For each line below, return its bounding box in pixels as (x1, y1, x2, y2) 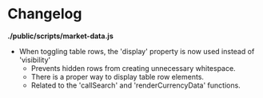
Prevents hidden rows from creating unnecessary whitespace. (30, 63, 237, 73)
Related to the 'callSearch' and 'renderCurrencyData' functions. (30, 80, 241, 90)
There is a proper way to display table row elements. (30, 72, 205, 81)
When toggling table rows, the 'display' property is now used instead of (18, 46, 255, 56)
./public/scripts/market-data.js (7, 31, 114, 41)
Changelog (7, 5, 82, 23)
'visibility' (18, 55, 51, 65)
